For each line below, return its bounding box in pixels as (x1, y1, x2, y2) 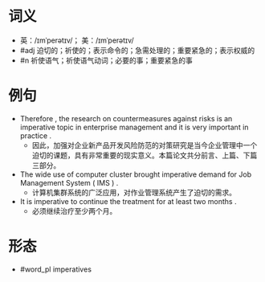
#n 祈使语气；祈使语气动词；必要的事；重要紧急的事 (19, 55, 193, 65)
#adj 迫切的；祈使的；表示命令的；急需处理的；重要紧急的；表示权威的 (19, 45, 255, 55)
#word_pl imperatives (19, 264, 92, 274)
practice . (19, 130, 52, 141)
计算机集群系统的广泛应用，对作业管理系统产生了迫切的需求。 (31, 187, 237, 197)
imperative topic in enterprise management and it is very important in (19, 122, 249, 132)
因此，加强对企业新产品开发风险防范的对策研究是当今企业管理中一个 (31, 140, 258, 149)
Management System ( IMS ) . (19, 178, 119, 187)
